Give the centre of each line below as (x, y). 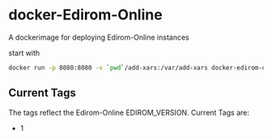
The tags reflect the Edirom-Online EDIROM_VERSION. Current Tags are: (129, 112)
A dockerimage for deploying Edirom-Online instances (99, 37)
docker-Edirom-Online (86, 15)
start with (24, 53)
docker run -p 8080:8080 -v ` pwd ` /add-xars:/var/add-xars (108, 67)
